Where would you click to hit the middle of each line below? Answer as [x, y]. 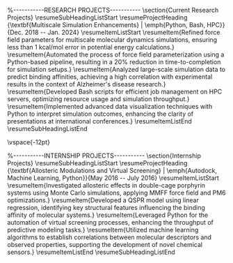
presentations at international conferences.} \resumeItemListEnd [100, 121]
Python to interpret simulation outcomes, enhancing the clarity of [101, 114]
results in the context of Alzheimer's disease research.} [87, 84]
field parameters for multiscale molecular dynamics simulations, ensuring [112, 40]
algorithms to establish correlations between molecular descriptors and [110, 237]
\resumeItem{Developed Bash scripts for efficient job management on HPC [115, 91]
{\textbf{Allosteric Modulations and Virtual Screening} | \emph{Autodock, [112, 171]
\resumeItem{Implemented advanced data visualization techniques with [110, 106]
